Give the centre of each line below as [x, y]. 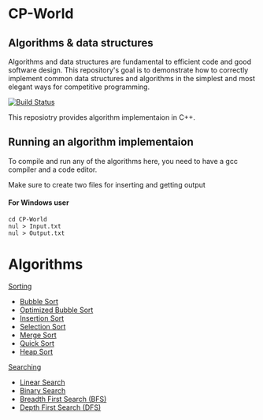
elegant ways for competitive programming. [79, 87]
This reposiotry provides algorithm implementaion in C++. [102, 117]
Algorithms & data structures [81, 43]
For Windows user [39, 203]
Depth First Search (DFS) [60, 407]
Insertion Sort [42, 318]
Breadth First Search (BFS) [63, 399]
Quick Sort [37, 343]
